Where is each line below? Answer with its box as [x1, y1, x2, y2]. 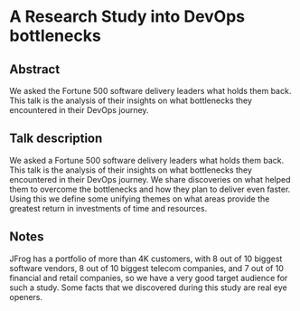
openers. [9, 291, 43, 302]
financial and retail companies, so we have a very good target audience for [9, 272, 288, 283]
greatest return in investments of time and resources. [9, 203, 208, 213]
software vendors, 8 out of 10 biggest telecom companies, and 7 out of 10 [9, 262, 285, 273]
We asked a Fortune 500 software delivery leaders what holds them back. [9, 155, 285, 165]
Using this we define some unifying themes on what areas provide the [9, 193, 270, 204]
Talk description [9, 131, 103, 146]
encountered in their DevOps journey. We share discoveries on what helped [9, 174, 291, 184]
